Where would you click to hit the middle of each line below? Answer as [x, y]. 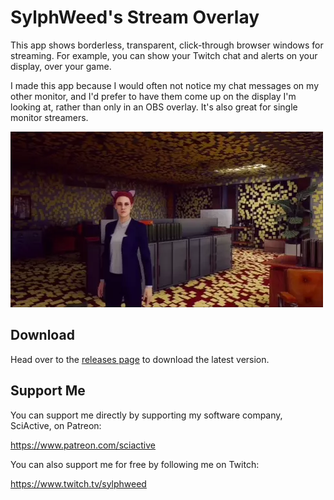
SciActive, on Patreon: [56, 425]
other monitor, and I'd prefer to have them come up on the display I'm [153, 96]
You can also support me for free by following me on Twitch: [135, 464]
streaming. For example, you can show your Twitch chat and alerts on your [164, 55]
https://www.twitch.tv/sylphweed [78, 483]
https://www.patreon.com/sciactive [83, 445]
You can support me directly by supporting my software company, [146, 415]
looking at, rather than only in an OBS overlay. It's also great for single [154, 107]
